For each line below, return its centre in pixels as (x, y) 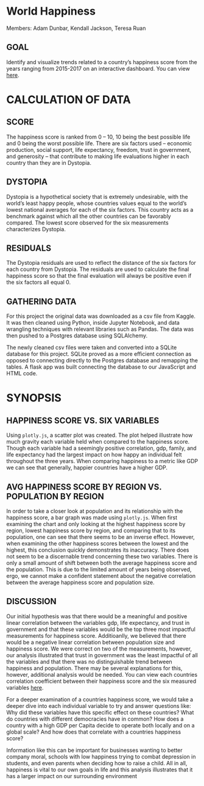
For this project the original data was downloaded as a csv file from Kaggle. (101, 316)
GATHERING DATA (41, 301)
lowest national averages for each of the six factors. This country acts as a (100, 209)
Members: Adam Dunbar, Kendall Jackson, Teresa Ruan (76, 28)
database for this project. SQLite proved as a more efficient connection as (99, 354)
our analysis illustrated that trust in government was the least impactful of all (102, 655)
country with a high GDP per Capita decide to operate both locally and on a (100, 725)
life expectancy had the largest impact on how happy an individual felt (94, 455)
